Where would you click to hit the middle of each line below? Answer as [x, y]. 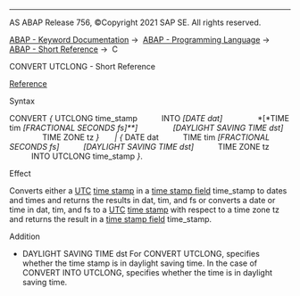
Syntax [22, 101]
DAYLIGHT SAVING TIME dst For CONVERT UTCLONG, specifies [141, 254]
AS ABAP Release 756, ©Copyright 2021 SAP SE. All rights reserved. [135, 22]
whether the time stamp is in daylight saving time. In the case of [139, 263]
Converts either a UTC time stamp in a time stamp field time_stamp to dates [148, 191]
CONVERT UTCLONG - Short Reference [83, 66]
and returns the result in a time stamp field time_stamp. [111, 219]
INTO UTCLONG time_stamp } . [87, 156]
